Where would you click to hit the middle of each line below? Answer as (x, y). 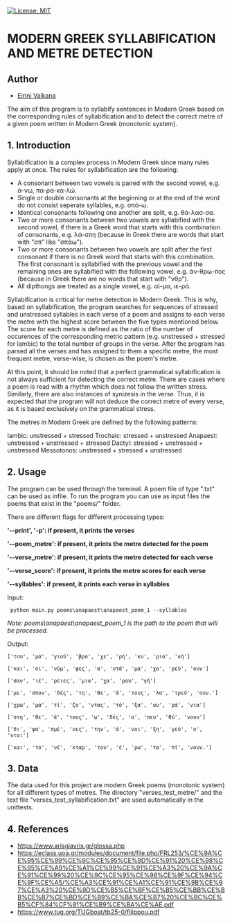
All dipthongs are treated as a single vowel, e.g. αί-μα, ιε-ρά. (104, 286)
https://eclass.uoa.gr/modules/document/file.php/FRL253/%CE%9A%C (120, 853)
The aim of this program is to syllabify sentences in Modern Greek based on (116, 109)
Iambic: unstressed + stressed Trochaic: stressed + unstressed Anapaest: (113, 435)
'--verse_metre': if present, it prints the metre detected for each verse (110, 557)
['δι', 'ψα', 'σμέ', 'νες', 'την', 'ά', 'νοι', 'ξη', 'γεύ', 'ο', (105, 729)
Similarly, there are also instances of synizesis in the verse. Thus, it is (106, 394)
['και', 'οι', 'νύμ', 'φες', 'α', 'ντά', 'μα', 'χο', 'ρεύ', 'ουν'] (108, 669)
